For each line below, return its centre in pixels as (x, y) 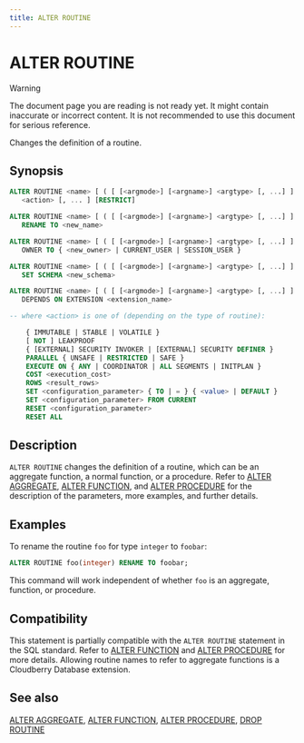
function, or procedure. (53, 590)
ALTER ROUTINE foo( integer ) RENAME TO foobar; (99, 563)
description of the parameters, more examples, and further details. (134, 496)
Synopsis (36, 170)
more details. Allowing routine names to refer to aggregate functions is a (144, 659)
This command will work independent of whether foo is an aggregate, (139, 580)
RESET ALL (44, 417)
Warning (25, 88)
